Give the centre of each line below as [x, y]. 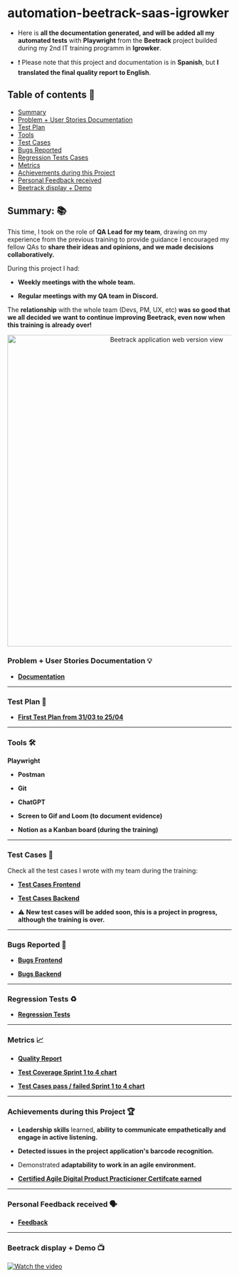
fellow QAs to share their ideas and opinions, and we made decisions [111, 246]
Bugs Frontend [40, 960]
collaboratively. [31, 254]
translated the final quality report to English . [84, 72]
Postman [31, 775]
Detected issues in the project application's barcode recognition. [116, 1151]
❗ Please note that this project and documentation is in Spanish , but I [118, 62]
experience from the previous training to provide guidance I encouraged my [118, 239]
